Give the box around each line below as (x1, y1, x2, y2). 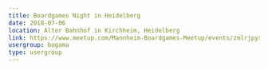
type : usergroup (8, 48, 62, 56)
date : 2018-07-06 (8, 19, 66, 27)
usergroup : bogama (8, 41, 69, 49)
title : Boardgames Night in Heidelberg (8, 11, 141, 20)
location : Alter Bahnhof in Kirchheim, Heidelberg (8, 26, 180, 34)
